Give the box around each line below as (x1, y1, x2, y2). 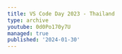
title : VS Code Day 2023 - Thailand (7, 10, 115, 18)
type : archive (7, 17, 49, 24)
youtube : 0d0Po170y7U (7, 23, 71, 30)
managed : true (7, 29, 49, 37)
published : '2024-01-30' (7, 36, 80, 43)
